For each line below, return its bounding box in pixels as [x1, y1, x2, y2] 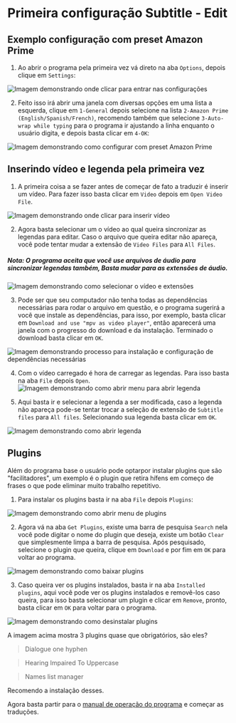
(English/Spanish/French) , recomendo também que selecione [17, 114, 200, 122]
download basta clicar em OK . [17, 333, 104, 342]
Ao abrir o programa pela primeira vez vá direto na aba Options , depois [17, 63, 226, 72]
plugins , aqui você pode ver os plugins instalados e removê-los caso [17, 588, 220, 596]
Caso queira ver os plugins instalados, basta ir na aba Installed [17, 581, 205, 589]
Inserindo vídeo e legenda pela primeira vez [7, 163, 205, 175]
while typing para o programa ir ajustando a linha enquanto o [33, 121, 215, 130]
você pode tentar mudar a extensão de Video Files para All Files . [17, 240, 215, 249]
